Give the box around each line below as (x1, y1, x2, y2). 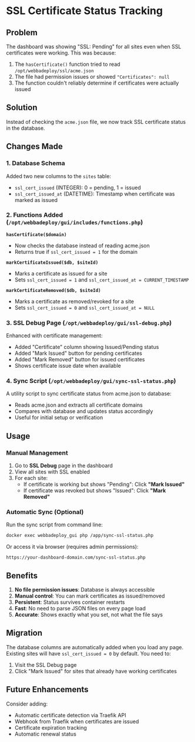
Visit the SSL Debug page (14, 661, 77, 668)
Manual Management (6, 448, 69, 456)
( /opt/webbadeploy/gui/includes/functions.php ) (6, 219, 143, 227)
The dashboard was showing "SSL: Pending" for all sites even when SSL (6, 43, 181, 50)
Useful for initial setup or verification (14, 414, 103, 421)
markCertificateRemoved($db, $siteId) (6, 287, 101, 293)
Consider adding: (6, 700, 48, 707)
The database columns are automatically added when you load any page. (6, 643, 184, 650)
